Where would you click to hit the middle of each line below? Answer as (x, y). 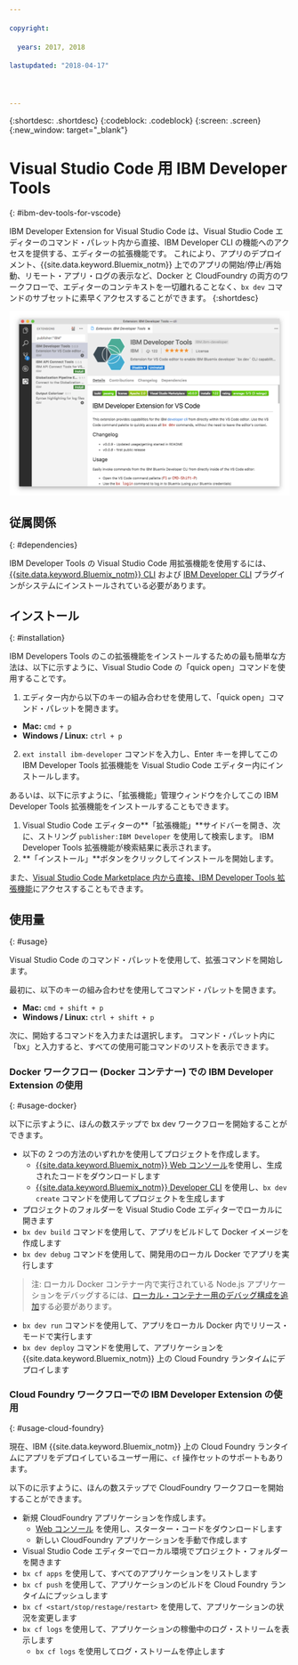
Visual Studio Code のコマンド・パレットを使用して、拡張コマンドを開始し (146, 960)
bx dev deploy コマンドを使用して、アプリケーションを (123, 1347)
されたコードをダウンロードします (98, 1176)
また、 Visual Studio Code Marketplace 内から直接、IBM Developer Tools (142, 877)
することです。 (44, 679)
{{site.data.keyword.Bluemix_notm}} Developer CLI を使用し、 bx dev (161, 1187)
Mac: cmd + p (47, 726)
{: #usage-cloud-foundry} (57, 1427)
